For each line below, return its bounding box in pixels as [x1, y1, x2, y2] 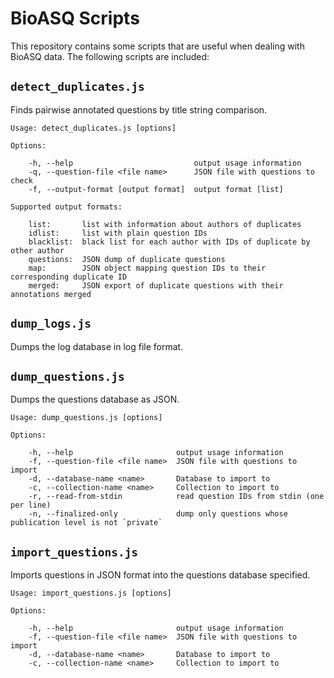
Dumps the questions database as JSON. [10, 393, 180, 406]
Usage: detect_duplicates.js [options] [10, 123, 177, 133]
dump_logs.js [10, 317, 92, 331]
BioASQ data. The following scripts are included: [10, 50, 210, 62]
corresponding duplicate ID [10, 272, 128, 282]
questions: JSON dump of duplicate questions [28, 254, 226, 264]
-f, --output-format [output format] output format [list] [28, 184, 284, 194]
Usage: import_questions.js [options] [10, 588, 172, 599]
